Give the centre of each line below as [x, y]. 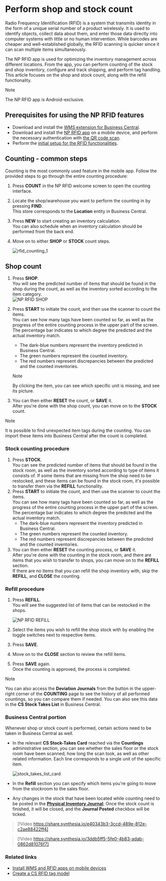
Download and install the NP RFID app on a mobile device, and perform [85, 132]
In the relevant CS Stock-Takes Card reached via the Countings [78, 743]
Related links [21, 857]
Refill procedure [25, 589]
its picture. [23, 391]
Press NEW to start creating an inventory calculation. [66, 221]
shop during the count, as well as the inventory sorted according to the [85, 289]
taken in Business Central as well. [39, 734]
